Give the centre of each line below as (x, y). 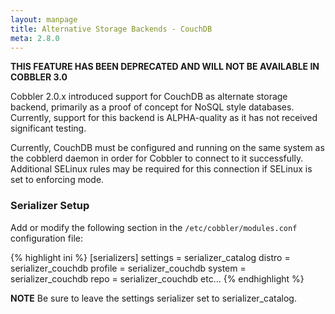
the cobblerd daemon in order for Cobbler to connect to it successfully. (157, 158)
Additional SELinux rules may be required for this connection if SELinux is (161, 169)
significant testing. (48, 128)
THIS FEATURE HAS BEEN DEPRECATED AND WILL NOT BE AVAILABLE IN (165, 67)
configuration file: (46, 238)
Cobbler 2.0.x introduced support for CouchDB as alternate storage (149, 97)
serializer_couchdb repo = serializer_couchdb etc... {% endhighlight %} (157, 278)
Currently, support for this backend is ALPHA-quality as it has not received (164, 118)
